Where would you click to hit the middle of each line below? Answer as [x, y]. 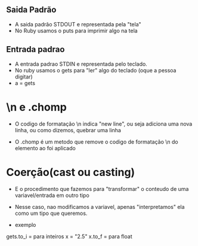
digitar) [24, 77]
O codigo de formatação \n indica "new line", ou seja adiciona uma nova [103, 124]
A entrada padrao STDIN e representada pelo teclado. [81, 64]
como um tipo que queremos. [51, 213]
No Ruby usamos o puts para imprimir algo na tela [76, 31]
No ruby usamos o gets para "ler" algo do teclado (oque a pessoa [95, 70]
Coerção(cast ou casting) [71, 172]
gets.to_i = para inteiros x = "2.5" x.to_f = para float [69, 236]
